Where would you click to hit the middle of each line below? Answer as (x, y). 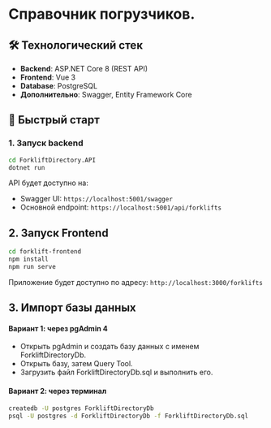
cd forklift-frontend (45, 252)
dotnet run (27, 167)
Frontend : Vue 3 (47, 77)
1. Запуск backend (46, 143)
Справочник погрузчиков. (102, 14)
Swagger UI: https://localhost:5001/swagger (96, 199)
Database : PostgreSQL (59, 86)
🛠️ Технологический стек (76, 45)
